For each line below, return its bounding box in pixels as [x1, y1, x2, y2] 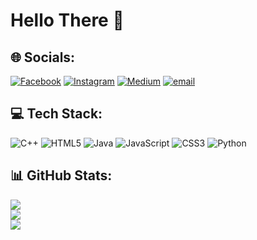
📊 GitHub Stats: [10, 167, 113, 184]
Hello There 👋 [10, 9, 125, 32]
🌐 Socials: [10, 49, 76, 66]
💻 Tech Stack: [10, 105, 103, 123]
